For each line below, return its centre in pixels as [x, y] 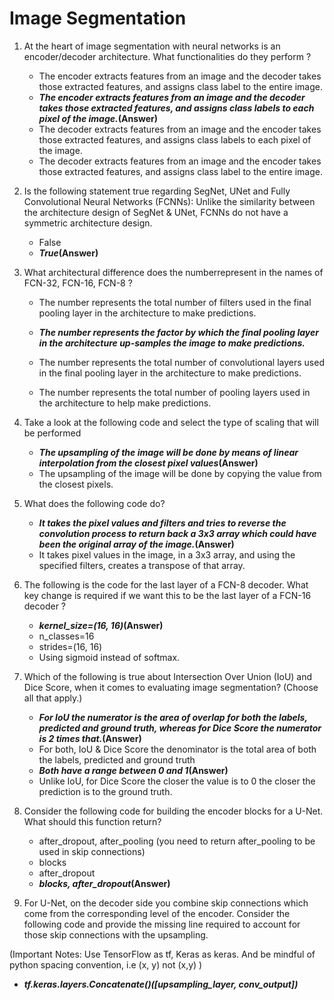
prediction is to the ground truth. [105, 791]
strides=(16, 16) [70, 646]
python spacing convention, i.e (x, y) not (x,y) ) [106, 964]
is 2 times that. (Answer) [90, 738]
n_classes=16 [66, 636]
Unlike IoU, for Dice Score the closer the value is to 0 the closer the [177, 781]
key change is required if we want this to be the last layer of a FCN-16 [167, 595]
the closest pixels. [76, 484]
